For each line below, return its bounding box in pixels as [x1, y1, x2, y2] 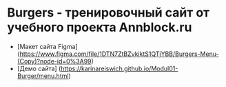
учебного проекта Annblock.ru [7, 19, 192, 35]
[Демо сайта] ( [17, 64, 61, 72]
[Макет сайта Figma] [17, 42, 78, 50]
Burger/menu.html [17, 71, 69, 80]
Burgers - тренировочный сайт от [7, 5, 210, 21]
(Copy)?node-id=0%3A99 [17, 57, 92, 65]
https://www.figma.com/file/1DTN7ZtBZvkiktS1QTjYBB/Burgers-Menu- [19, 50, 219, 58]
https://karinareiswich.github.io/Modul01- [61, 64, 178, 72]
